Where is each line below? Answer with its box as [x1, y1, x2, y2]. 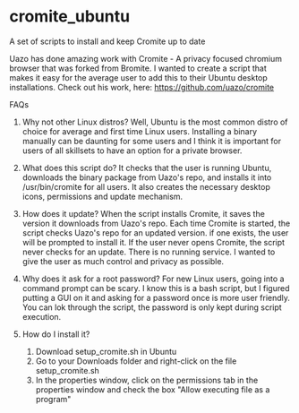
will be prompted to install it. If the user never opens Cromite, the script [21, 237, 285, 247]
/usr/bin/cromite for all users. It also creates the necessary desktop [21, 181, 270, 192]
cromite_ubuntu [9, 6, 131, 27]
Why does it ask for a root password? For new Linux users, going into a [21, 273, 285, 284]
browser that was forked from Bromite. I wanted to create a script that [9, 63, 267, 73]
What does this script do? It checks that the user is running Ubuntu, [21, 162, 272, 173]
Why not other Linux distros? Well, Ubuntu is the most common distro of [21, 116, 288, 127]
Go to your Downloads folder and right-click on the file [35, 356, 237, 366]
